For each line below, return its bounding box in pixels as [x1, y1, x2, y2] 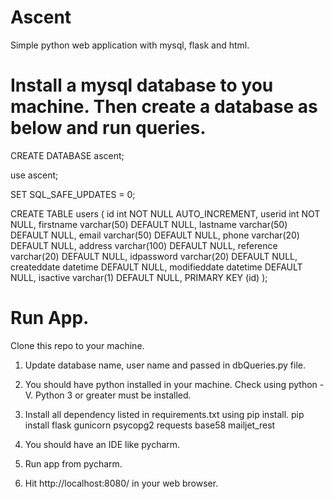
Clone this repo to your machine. [10, 339, 145, 351]
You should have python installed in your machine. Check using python [24, 378, 318, 390]
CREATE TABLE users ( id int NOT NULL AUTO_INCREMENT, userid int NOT [10, 207, 321, 220]
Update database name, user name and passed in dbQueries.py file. [24, 359, 307, 371]
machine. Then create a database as [10, 96, 318, 118]
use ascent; [10, 169, 59, 181]
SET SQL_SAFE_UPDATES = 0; [10, 188, 136, 200]
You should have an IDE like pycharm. [24, 438, 181, 450]
